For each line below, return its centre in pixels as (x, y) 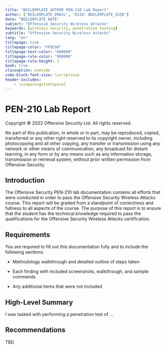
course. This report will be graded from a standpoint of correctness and (79, 203)
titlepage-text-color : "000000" (39, 52)
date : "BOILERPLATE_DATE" (32, 19)
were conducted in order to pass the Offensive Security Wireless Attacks (80, 198)
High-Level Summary (39, 302)
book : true (17, 66)
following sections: (25, 252)
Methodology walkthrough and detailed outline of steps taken (76, 262)
